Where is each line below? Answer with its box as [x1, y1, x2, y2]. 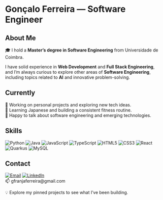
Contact [5, 159, 31, 168]
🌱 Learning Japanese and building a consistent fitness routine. [5, 107, 132, 113]
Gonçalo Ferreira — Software [5, 3, 126, 15]
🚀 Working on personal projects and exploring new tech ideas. [5, 101, 131, 107]
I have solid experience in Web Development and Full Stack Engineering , [5, 64, 155, 70]
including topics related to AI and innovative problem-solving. [5, 74, 130, 80]
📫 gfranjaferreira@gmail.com [5, 178, 65, 184]
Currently [5, 89, 35, 97]
